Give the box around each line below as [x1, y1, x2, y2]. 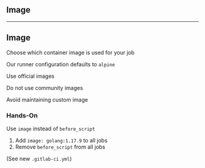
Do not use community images [6, 84, 84, 91]
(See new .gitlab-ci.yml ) [6, 155, 72, 162]
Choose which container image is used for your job [6, 49, 135, 56]
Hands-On [6, 111, 38, 119]
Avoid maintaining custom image [6, 96, 88, 103]
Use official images [6, 72, 55, 80]
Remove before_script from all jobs [15, 143, 106, 150]
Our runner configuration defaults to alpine [6, 60, 115, 68]
